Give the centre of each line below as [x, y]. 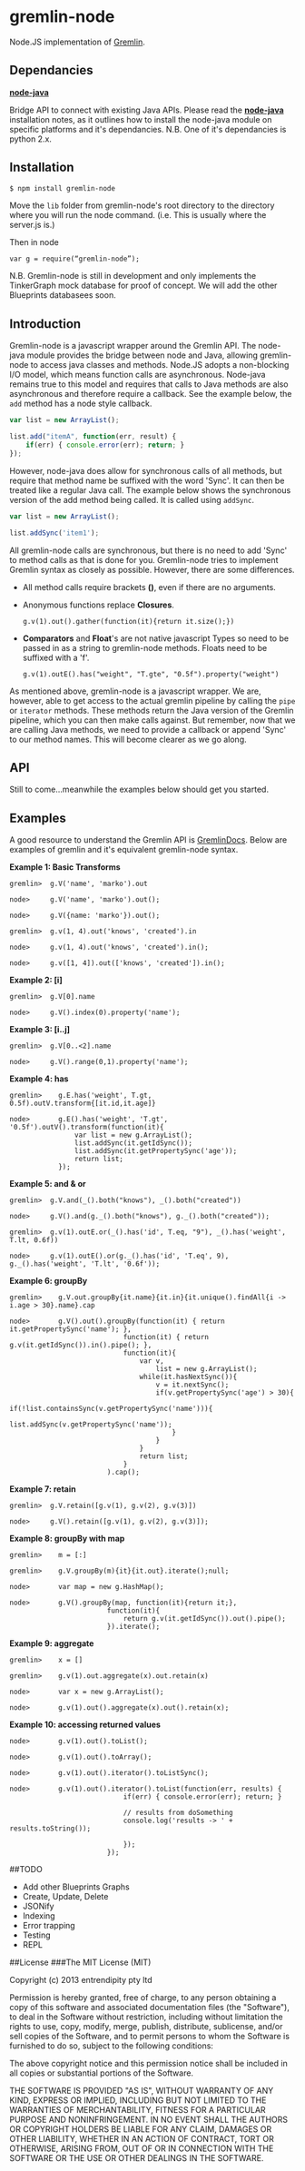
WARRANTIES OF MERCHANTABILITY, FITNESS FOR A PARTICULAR [138, 2110]
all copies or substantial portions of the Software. [101, 2073]
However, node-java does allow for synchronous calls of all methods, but [146, 470]
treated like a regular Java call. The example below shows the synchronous [150, 490]
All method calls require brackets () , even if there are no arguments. [149, 587]
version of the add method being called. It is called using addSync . [132, 499]
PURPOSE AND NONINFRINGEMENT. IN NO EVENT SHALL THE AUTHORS [149, 2120]
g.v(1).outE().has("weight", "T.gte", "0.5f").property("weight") [151, 674]
